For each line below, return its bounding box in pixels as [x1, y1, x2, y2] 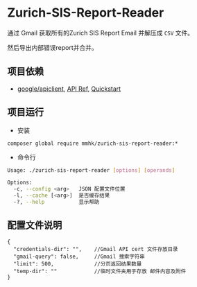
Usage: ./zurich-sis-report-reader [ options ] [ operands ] [7, 166, 175, 174]
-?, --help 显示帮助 [13, 199, 100, 206]
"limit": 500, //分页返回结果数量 [13, 260, 142, 268]
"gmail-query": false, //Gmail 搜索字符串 [13, 253, 146, 260]
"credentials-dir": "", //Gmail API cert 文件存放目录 [13, 245, 178, 252]
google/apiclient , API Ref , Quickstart [17, 85, 121, 93]
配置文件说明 [7, 220, 62, 232]
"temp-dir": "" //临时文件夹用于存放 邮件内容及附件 [13, 268, 187, 275]
